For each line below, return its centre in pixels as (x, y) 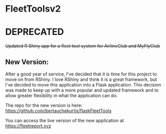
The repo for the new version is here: (44, 105)
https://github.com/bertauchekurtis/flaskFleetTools (58, 110)
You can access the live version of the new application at (65, 120)
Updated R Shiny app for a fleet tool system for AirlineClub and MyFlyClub (83, 46)
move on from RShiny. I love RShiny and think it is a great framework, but (81, 79)
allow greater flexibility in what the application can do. (61, 95)
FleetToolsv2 (33, 9)
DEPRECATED (35, 32)
